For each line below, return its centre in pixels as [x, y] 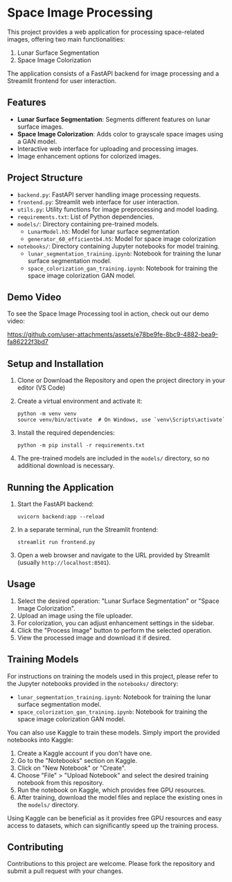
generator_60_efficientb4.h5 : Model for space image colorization [122, 238]
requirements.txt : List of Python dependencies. [86, 217]
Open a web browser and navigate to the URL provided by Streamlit [113, 555]
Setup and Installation [55, 364]
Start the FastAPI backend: [55, 504]
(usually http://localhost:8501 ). [64, 562]
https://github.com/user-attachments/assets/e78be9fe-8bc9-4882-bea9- [113, 334]
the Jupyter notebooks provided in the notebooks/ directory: [93, 683]
